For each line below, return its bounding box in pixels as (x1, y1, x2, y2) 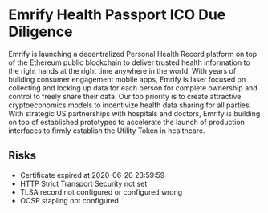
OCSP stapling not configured (19, 195, 119, 205)
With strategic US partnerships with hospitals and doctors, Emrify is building (8, 108, 261, 118)
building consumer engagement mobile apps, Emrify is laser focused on (8, 74, 246, 84)
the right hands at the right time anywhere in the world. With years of (8, 66, 237, 75)
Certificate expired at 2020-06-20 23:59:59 (19, 170, 165, 179)
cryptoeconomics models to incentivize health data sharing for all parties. (8, 100, 252, 110)
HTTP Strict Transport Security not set (19, 179, 148, 188)
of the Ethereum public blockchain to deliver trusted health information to (8, 58, 250, 67)
